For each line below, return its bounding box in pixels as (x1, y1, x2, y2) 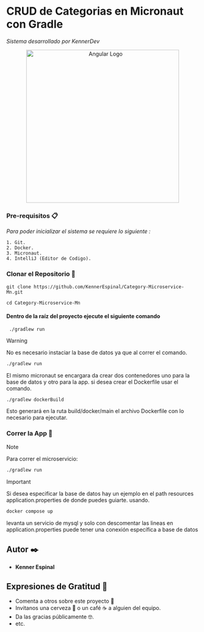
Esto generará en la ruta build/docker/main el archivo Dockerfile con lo (6, 407, 184, 415)
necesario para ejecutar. (6, 414, 68, 422)
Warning (6, 336, 27, 344)
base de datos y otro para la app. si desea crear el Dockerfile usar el (6, 378, 178, 385)
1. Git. (6, 240, 26, 246)
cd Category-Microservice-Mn (6, 300, 81, 306)
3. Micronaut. (6, 250, 43, 256)
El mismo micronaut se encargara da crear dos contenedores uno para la (6, 371, 190, 379)
